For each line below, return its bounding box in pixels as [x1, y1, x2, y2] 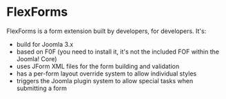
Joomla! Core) [16, 54, 57, 63]
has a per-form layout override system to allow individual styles [16, 69, 197, 78]
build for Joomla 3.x [16, 40, 74, 48]
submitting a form [16, 84, 67, 92]
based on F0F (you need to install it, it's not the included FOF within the [16, 47, 220, 56]
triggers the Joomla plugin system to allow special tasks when [16, 76, 194, 85]
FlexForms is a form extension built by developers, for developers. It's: [6, 27, 207, 35]
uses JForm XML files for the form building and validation [16, 62, 180, 70]
